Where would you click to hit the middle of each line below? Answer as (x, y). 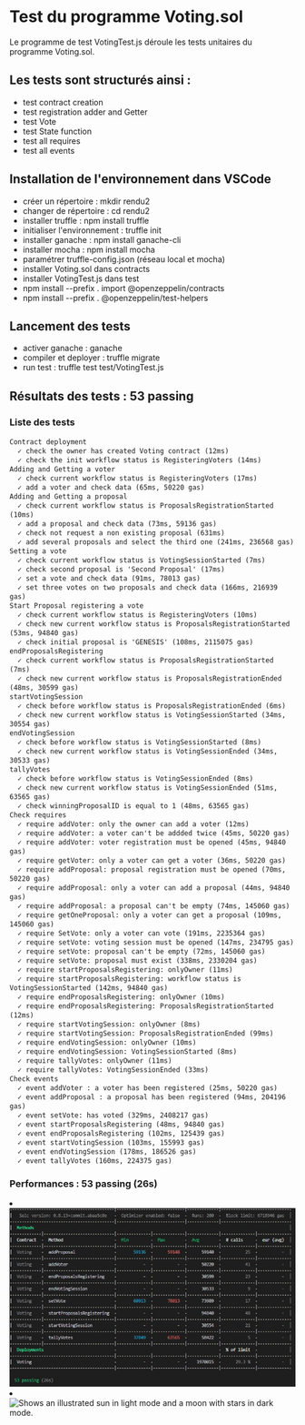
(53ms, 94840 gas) (44, 633)
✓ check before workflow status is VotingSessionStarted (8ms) (139, 743)
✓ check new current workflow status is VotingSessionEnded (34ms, (148, 752)
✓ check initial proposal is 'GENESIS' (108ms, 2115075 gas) (136, 642)
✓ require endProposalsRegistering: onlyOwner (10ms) (121, 997)
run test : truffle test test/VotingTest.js (93, 368)
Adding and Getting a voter (63, 470)
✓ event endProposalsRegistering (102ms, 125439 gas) (121, 1134)
